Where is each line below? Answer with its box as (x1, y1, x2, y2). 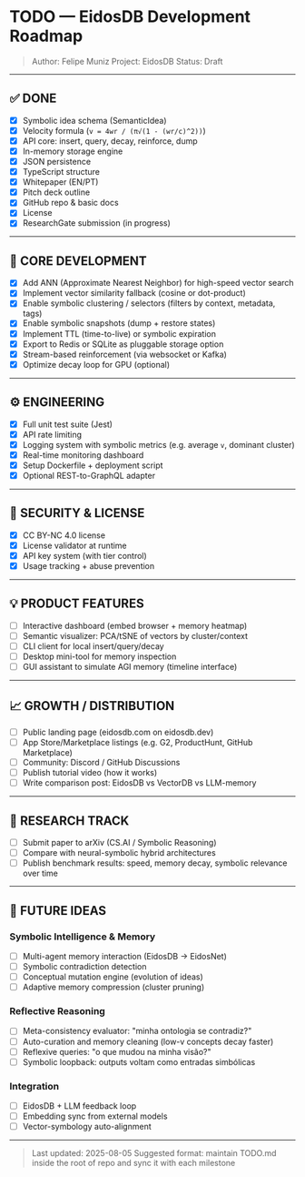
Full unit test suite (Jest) (22, 419, 113, 430)
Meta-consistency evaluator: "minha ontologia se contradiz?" (22, 1026, 252, 1037)
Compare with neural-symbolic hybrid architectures (22, 847, 216, 858)
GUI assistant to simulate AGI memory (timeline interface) (22, 662, 238, 673)
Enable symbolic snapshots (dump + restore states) (22, 318, 216, 329)
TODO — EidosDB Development (9, 6, 251, 27)
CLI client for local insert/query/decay (22, 640, 165, 652)
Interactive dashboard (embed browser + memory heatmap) (22, 620, 248, 631)
